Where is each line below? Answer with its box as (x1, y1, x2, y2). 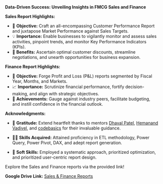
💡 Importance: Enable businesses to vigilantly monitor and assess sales (12, 34, 157, 39)
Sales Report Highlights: (5, 14, 55, 19)
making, (12, 91, 28, 96)
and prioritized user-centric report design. (12, 154, 97, 160)
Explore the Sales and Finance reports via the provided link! (5, 164, 125, 169)
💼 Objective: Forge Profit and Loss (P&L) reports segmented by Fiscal (12, 73, 152, 79)
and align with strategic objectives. (29, 91, 99, 96)
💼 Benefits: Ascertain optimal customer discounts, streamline (12, 49, 136, 55)
